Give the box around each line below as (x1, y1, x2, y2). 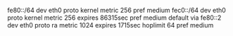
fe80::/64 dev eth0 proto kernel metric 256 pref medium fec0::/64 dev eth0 (7, 6, 227, 14)
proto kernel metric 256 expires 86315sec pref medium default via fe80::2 (7, 13, 222, 22)
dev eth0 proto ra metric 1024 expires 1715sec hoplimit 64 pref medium (7, 21, 214, 29)
